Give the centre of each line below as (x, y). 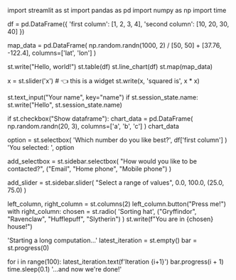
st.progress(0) (28, 248)
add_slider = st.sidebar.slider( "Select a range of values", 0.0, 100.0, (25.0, (116, 183)
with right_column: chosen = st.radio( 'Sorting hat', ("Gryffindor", (102, 211)
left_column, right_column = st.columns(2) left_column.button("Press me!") (117, 204)
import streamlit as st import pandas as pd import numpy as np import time (117, 10)
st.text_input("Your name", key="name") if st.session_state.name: (103, 97)
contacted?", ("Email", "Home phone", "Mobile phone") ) (90, 169)
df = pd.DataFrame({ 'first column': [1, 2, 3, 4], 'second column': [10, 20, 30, (118, 24)
